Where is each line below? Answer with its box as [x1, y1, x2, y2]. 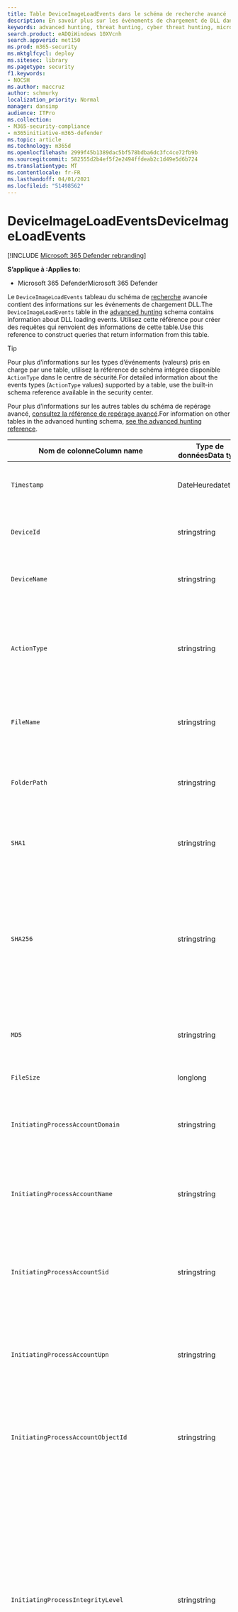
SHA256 [11, 935, 33, 943]
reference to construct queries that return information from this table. [7, 331, 210, 339]
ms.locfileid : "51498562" [7, 182, 84, 189]
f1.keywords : [7, 70, 46, 77]
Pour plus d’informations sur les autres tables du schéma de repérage [7, 402, 211, 411]
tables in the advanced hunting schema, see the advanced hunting [7, 417, 202, 426]
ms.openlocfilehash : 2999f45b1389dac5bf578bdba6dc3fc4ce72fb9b [7, 149, 198, 156]
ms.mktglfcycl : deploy [7, 50, 74, 58]
